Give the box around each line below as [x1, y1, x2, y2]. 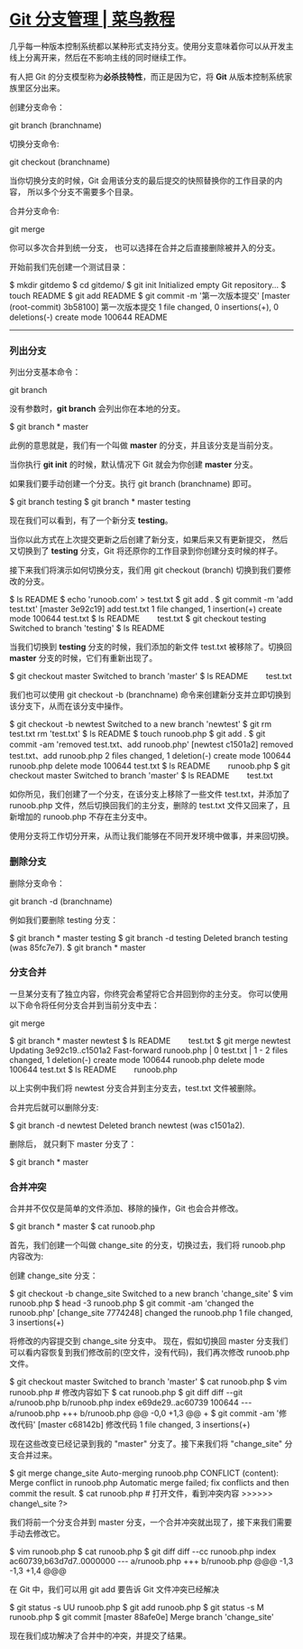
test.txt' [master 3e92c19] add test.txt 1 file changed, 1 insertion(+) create [9, 603, 282, 615]
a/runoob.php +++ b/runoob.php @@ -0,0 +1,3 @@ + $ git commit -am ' [9, 1408, 280, 1419]
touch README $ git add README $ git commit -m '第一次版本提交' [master [9, 290, 290, 301]
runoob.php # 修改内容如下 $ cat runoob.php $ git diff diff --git [9, 1387, 243, 1398]
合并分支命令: [9, 205, 60, 216]
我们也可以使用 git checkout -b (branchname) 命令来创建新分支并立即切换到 [9, 689, 291, 701]
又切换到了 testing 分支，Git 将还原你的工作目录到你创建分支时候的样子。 [9, 545, 282, 556]
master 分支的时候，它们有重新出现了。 [9, 653, 158, 664]
